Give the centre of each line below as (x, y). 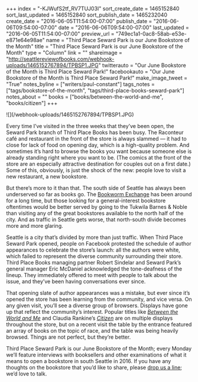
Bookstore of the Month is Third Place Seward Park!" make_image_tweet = (97, 78)
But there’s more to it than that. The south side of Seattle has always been (96, 188)
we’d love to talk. (27, 374)
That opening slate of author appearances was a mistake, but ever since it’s (98, 293)
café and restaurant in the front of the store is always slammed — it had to (97, 139)
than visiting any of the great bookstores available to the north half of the (95, 213)
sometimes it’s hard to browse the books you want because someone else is (99, 151)
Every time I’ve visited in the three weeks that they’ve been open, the (90, 126)
